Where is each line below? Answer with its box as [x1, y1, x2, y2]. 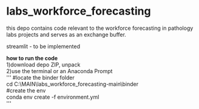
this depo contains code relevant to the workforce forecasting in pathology [6, 24, 194, 32]
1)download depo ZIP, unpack [6, 61, 81, 68]
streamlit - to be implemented [6, 43, 81, 50]
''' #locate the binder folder [6, 74, 75, 81]
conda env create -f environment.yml [6, 93, 99, 100]
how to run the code [6, 54, 58, 62]
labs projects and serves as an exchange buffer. [6, 30, 126, 38]
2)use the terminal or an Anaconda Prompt [6, 67, 113, 74]
